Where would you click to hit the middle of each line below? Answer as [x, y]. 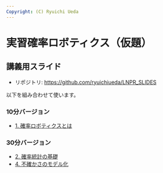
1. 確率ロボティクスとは [44, 125]
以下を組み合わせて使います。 [43, 95]
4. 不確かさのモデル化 [41, 164]
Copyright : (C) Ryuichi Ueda [42, 12]
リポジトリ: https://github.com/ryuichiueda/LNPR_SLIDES [86, 82]
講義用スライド [34, 67]
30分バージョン [29, 142]
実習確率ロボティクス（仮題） [79, 43]
